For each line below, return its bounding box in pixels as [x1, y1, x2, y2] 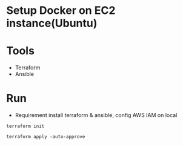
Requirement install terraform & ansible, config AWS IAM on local [15, 112, 178, 119]
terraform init [6, 123, 45, 130]
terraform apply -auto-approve [6, 134, 85, 140]
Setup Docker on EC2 [6, 4, 116, 17]
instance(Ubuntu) [6, 16, 98, 30]
